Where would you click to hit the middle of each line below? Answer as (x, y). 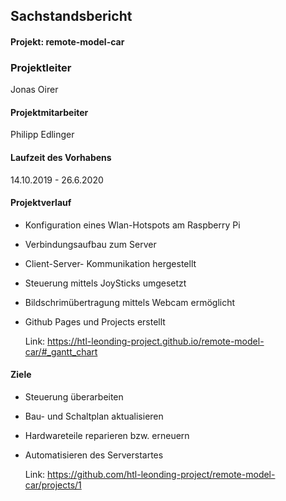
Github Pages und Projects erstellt (95, 321)
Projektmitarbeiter (49, 112)
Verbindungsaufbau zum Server (90, 244)
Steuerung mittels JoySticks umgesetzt (105, 283)
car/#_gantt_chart (61, 351)
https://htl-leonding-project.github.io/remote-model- (156, 341)
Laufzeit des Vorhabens (61, 158)
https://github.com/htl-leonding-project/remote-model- (161, 475)
